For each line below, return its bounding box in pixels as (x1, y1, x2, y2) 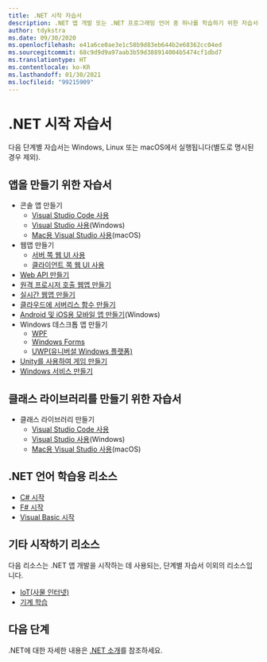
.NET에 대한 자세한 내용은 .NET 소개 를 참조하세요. (8, 645, 163, 655)
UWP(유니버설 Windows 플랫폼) (31, 346, 133, 356)
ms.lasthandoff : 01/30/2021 (8, 71, 102, 79)
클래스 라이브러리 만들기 (19, 415, 95, 424)
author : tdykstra (8, 26, 66, 34)
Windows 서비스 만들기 (19, 366, 93, 376)
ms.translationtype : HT (8, 56, 87, 64)
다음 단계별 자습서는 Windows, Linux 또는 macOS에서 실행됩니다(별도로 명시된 (8, 142, 254, 152)
